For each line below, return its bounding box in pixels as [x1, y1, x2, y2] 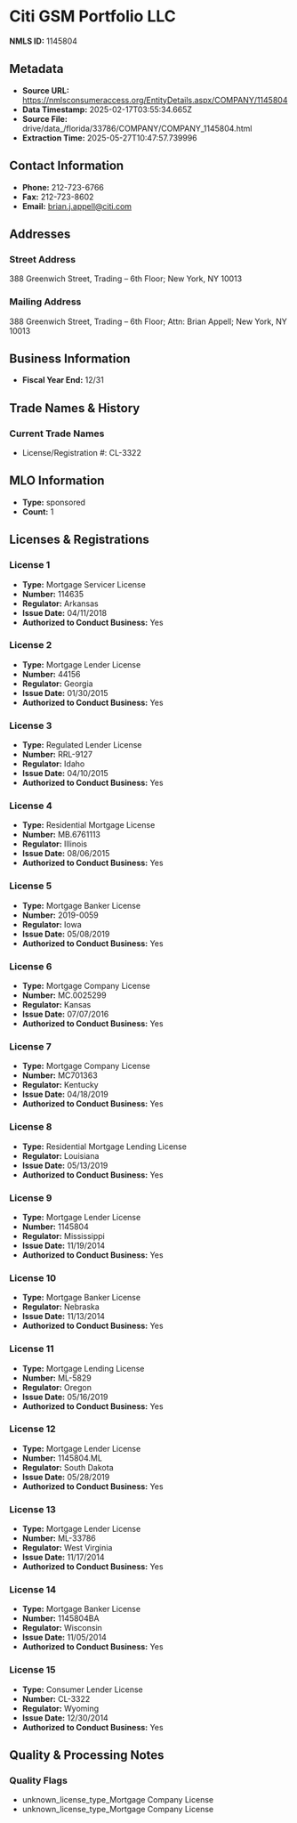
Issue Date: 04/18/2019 [21, 1089, 109, 1100]
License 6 [9, 960, 52, 972]
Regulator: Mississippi [21, 1230, 105, 1241]
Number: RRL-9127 [21, 749, 93, 760]
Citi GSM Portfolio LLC [9, 6, 176, 27]
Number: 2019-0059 [21, 910, 100, 920]
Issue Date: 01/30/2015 [21, 687, 108, 698]
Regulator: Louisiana [21, 1150, 100, 1161]
